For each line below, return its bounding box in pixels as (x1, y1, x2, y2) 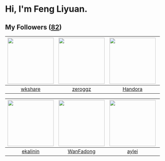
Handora (122, 86, 143, 92)
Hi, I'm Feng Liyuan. (5, 3, 87, 15)
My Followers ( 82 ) (5, 23, 62, 31)
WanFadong (67, 148, 96, 155)
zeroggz (72, 86, 91, 92)
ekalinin (22, 148, 40, 155)
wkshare (21, 86, 41, 92)
